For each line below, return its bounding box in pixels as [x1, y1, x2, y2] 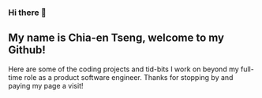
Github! [8, 43, 46, 57]
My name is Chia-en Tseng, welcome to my [8, 31, 225, 45]
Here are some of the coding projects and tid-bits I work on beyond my [8, 64, 239, 74]
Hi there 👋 [8, 7, 47, 18]
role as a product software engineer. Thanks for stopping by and [24, 72, 234, 82]
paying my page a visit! [8, 81, 84, 90]
